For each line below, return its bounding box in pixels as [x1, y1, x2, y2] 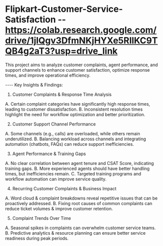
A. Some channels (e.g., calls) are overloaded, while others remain [5, 130, 140, 136]
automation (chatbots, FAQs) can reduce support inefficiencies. [5, 141, 134, 147]
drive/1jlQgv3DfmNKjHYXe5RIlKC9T [5, 35, 158, 46]
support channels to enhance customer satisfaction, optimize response [5, 67, 150, 73]
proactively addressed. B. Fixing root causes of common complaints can [5, 200, 153, 206]
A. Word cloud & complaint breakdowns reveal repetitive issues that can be [5, 195, 158, 201]
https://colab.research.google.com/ [5, 25, 157, 36]
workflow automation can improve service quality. [5, 176, 107, 182]
